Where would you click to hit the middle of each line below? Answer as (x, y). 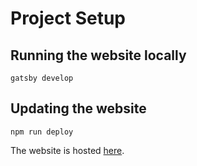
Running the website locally (98, 55)
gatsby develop (42, 78)
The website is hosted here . (67, 150)
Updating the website (78, 108)
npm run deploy (42, 132)
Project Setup (68, 18)
